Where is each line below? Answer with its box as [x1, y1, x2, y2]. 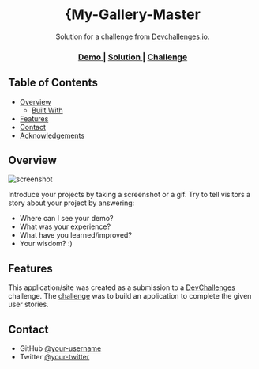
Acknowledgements [19, 131, 85, 140]
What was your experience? [19, 222, 111, 231]
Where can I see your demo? [19, 214, 114, 223]
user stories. [8, 299, 49, 310]
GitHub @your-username [19, 344, 102, 353]
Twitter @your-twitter [19, 352, 90, 362]
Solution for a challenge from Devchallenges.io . [55, 32, 210, 41]
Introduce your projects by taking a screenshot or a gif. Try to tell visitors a [8, 190, 251, 200]
